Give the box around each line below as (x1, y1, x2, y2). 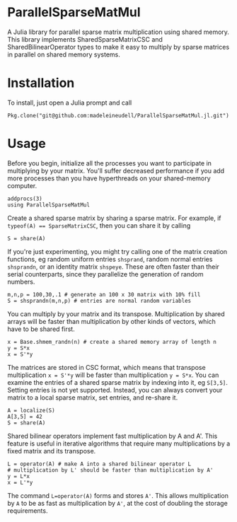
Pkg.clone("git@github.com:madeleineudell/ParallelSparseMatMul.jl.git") (7, 112, 230, 119)
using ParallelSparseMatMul (7, 201, 91, 209)
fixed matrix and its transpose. (7, 446, 96, 455)
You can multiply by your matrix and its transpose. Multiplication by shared (7, 309, 225, 318)
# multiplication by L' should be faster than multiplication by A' (7, 466, 214, 474)
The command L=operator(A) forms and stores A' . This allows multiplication (7, 491, 229, 499)
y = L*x (7, 472, 30, 480)
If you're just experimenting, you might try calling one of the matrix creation (7, 247, 228, 255)
